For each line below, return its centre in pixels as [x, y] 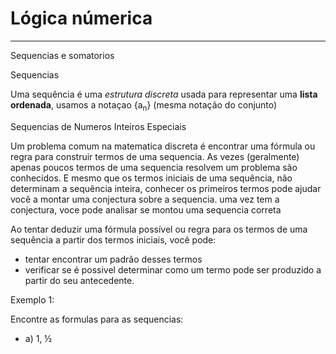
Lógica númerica [81, 18]
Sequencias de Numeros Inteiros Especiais [98, 126]
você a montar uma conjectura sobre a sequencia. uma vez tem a [145, 199]
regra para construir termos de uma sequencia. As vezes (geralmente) [155, 156]
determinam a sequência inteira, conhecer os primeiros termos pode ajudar [166, 188]
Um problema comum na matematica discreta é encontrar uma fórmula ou [163, 146]
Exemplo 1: [32, 299]
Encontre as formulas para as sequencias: [97, 319]
